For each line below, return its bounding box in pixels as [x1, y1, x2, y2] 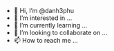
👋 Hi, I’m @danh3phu [13, 7, 75, 14]
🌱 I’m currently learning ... [13, 21, 88, 29]
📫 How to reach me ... [13, 37, 78, 44]
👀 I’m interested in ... [13, 14, 73, 22]
